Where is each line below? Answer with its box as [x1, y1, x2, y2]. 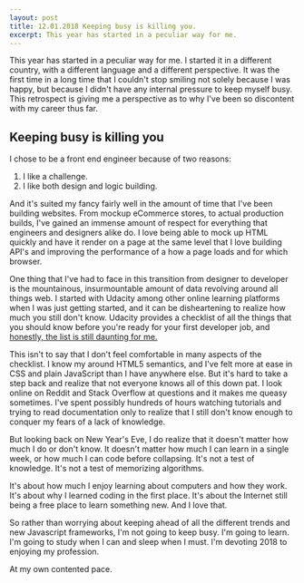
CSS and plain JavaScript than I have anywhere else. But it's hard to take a [9, 368, 289, 379]
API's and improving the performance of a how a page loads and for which [9, 247, 289, 257]
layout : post [9, 13, 59, 23]
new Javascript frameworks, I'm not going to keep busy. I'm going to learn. [9, 527, 290, 538]
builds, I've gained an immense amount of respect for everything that [9, 218, 268, 228]
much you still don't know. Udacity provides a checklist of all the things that [9, 312, 292, 323]
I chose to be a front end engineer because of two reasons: [9, 153, 231, 164]
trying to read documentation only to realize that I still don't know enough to [9, 407, 293, 418]
